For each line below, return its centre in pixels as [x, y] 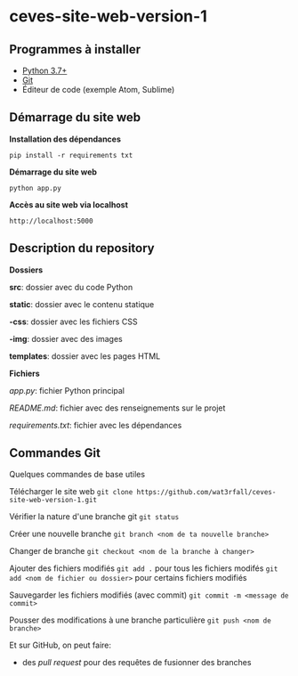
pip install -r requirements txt [71, 155]
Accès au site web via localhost [69, 204]
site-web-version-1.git [53, 501]
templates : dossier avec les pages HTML [85, 356]
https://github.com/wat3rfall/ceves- [206, 493]
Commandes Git [55, 453]
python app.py [36, 188]
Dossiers [26, 270]
